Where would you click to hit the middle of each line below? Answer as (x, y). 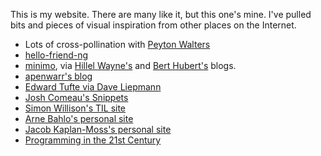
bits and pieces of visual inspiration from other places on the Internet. (153, 25)
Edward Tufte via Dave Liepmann (93, 87)
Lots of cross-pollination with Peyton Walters (117, 44)
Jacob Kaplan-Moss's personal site (98, 129)
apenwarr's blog (58, 76)
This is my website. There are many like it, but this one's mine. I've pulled (161, 14)
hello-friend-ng (56, 55)
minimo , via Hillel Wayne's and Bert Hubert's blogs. (130, 65)
